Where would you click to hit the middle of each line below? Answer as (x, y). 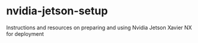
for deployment (25, 33)
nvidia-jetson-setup (57, 11)
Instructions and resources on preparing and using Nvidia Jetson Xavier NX (99, 27)
